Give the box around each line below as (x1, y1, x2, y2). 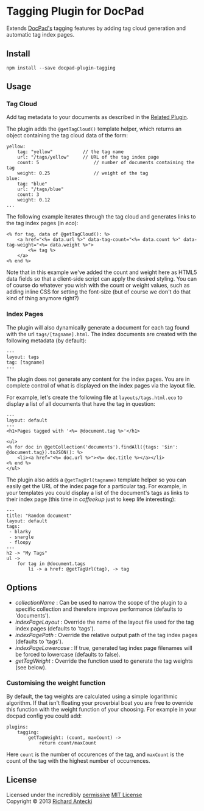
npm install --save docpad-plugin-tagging (6, 65, 116, 71)
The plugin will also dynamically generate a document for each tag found (6, 323, 190, 331)
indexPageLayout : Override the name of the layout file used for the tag (15, 618, 194, 625)
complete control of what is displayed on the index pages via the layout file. (6, 381, 196, 389)
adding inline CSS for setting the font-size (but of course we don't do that (6, 288, 191, 295)
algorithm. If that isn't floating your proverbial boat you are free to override (6, 699, 194, 706)
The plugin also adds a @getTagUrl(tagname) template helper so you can (6, 476, 187, 483)
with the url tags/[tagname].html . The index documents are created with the (6, 330, 197, 337)
